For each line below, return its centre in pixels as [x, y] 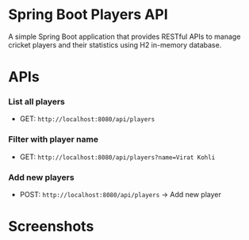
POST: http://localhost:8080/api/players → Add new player [121, 195]
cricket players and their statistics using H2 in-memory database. [115, 44]
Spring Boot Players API [88, 15]
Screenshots [51, 227]
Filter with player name [54, 139]
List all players [37, 102]
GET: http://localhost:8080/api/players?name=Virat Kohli [117, 157]
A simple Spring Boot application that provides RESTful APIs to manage [125, 36]
